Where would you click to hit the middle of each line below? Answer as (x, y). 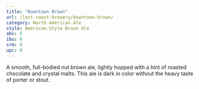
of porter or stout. (28, 80)
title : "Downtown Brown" (37, 12)
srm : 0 (14, 45)
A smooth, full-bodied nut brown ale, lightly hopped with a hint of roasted (97, 67)
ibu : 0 (14, 39)
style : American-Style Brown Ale (48, 28)
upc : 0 (14, 50)
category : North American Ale (44, 23)
